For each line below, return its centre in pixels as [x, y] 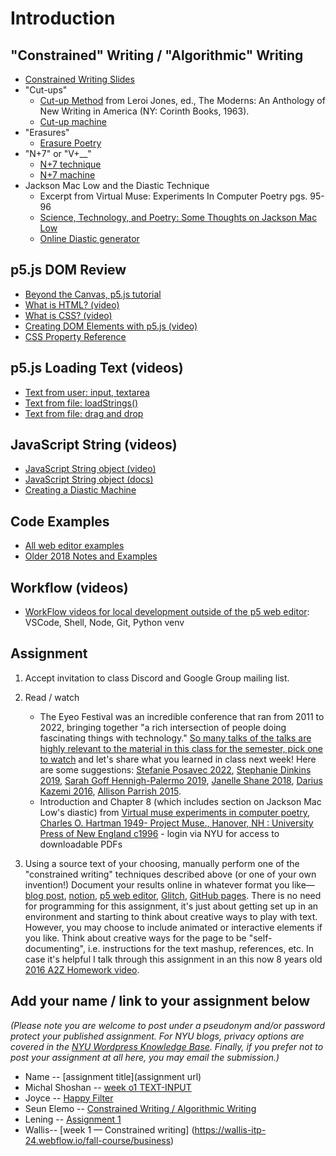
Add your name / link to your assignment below [160, 1001]
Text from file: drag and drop [84, 413]
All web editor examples [74, 546]
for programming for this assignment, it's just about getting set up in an [171, 906]
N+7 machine [67, 175]
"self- [260, 938]
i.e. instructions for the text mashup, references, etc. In [201, 948]
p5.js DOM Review [68, 270]
